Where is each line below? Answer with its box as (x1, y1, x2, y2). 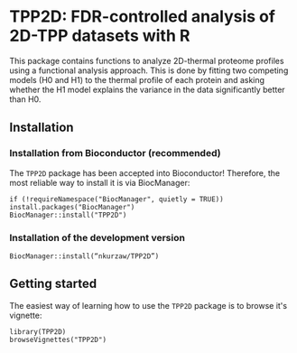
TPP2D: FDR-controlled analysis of (9, 6, 275, 27)
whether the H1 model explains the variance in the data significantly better (9, 84, 286, 95)
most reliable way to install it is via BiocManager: (9, 177, 190, 188)
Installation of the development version (9, 231, 185, 244)
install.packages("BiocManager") (9, 202, 135, 211)
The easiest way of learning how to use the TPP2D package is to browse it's (9, 300, 287, 311)
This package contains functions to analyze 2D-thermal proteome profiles (9, 55, 284, 66)
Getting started (9, 276, 97, 292)
